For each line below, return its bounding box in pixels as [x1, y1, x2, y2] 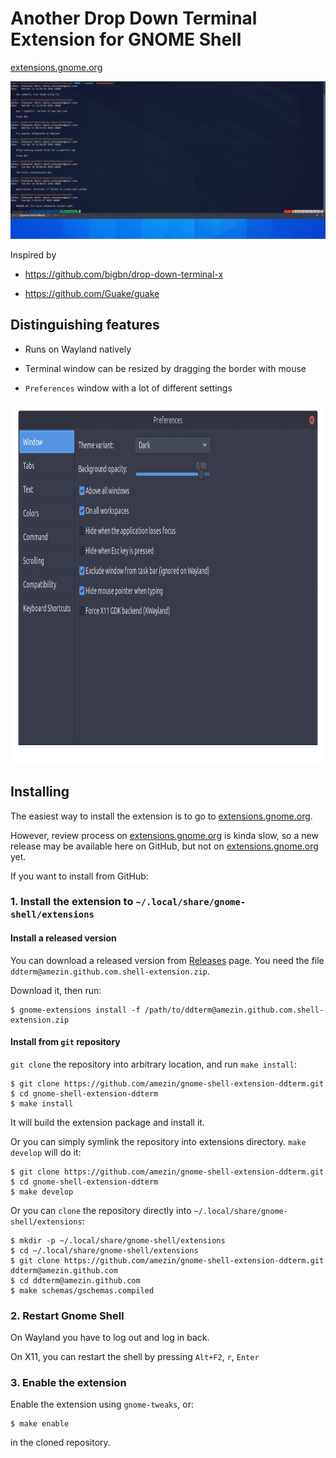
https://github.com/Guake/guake [24, 287, 160, 299]
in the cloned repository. [10, 1437, 111, 1449]
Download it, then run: [10, 984, 102, 996]
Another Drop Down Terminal [10, 7, 258, 30]
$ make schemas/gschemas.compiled [10, 1285, 155, 1296]
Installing [10, 783, 70, 801]
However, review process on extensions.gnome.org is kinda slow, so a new [10, 829, 319, 841]
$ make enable [10, 1419, 70, 1429]
